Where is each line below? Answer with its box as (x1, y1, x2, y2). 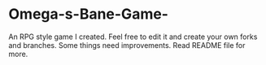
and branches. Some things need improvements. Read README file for (8, 40, 246, 50)
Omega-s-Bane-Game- (8, 5, 169, 24)
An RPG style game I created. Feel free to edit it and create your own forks (8, 32, 258, 41)
